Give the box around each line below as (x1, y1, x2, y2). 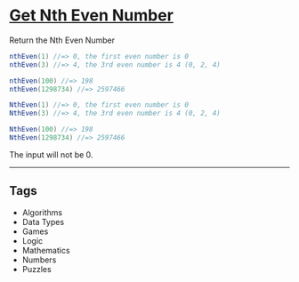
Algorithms (21, 206, 63, 218)
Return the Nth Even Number (9, 35, 116, 45)
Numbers (21, 254, 57, 265)
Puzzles (21, 263, 52, 274)
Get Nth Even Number (9, 5, 174, 26)
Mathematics (21, 245, 70, 255)
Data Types (21, 216, 65, 227)
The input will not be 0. (9, 149, 93, 160)
